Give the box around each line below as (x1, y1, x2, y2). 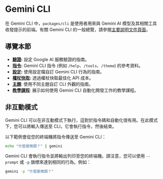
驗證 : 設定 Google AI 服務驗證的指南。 (12, 56, 90, 62)
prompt (5, 160, 19, 165)
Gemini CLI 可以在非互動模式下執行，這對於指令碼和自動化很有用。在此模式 (5, 117, 158, 123)
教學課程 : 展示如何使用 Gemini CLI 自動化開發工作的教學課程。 (12, 87, 139, 93)
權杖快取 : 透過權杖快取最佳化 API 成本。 (12, 75, 94, 81)
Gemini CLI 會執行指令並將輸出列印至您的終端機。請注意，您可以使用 (5, 153, 145, 159)
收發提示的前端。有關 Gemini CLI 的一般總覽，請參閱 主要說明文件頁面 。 (5, 26, 151, 33)
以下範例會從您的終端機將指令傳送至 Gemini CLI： (5, 134, 106, 140)
